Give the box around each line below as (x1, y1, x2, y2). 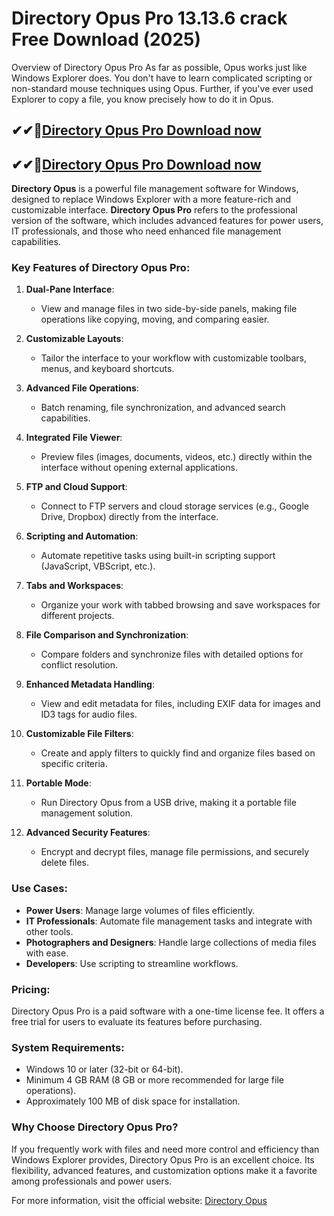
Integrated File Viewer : (25, 432, 123, 444)
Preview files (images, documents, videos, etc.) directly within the (40, 451, 313, 463)
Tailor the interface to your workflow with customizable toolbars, (40, 352, 307, 364)
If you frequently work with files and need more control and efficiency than (11, 1143, 320, 1155)
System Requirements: (11, 1040, 125, 1054)
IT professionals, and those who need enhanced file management (11, 225, 282, 237)
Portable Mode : (25, 777, 92, 789)
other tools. (25, 925, 74, 937)
